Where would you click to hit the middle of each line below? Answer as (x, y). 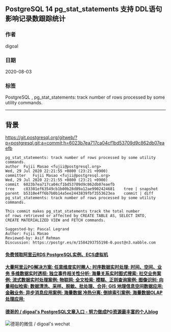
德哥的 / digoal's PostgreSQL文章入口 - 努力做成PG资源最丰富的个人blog (82, 312)
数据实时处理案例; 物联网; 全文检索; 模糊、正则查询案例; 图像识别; (90, 280)
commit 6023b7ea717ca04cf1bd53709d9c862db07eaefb (60, 185)
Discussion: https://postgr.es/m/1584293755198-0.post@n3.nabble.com (81, 243)
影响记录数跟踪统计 (35, 19)
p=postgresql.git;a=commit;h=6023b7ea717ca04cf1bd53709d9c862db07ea (85, 143)
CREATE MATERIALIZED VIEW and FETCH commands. (55, 220)
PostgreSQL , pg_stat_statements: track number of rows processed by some (85, 97)
